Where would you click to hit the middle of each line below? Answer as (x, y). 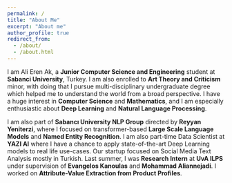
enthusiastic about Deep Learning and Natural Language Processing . (107, 108)
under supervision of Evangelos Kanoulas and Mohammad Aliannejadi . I (112, 166)
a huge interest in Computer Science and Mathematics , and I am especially (115, 101)
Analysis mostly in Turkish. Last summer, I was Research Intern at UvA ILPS (115, 158)
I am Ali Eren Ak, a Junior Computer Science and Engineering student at (111, 71)
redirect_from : (29, 39)
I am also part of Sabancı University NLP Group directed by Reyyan (104, 122)
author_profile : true (38, 33)
